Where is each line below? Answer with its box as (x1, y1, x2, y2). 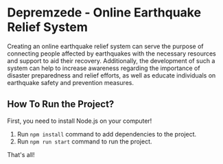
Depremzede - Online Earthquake (7, 5, 201, 21)
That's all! (7, 150, 35, 159)
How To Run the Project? (7, 98, 115, 110)
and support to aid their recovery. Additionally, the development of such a (7, 56, 215, 65)
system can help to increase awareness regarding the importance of (7, 64, 200, 72)
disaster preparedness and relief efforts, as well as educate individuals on (7, 71, 216, 80)
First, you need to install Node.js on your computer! (7, 117, 152, 125)
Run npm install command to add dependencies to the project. (16, 130, 197, 138)
